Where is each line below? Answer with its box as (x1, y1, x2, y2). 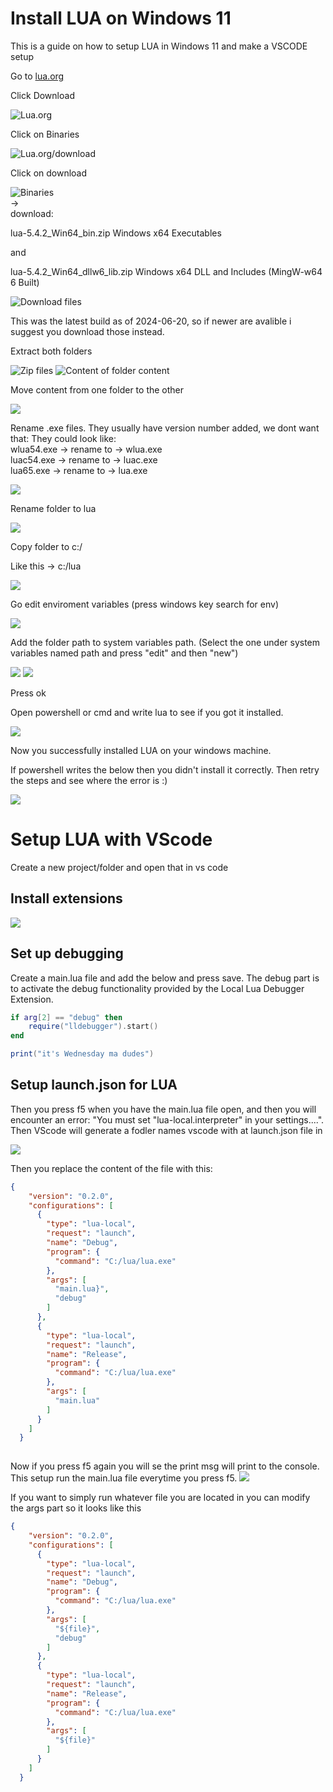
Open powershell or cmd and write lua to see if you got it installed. (10, 706, 284, 718)
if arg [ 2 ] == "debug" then (10, 1012, 123, 1022)
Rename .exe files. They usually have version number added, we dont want (10, 422, 320, 434)
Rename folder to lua (10, 502, 97, 514)
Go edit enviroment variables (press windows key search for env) (10, 598, 279, 610)
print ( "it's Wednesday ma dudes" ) (10, 1049, 155, 1059)
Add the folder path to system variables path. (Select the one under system (10, 636, 321, 648)
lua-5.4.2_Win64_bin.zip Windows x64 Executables (10, 227, 222, 239)
